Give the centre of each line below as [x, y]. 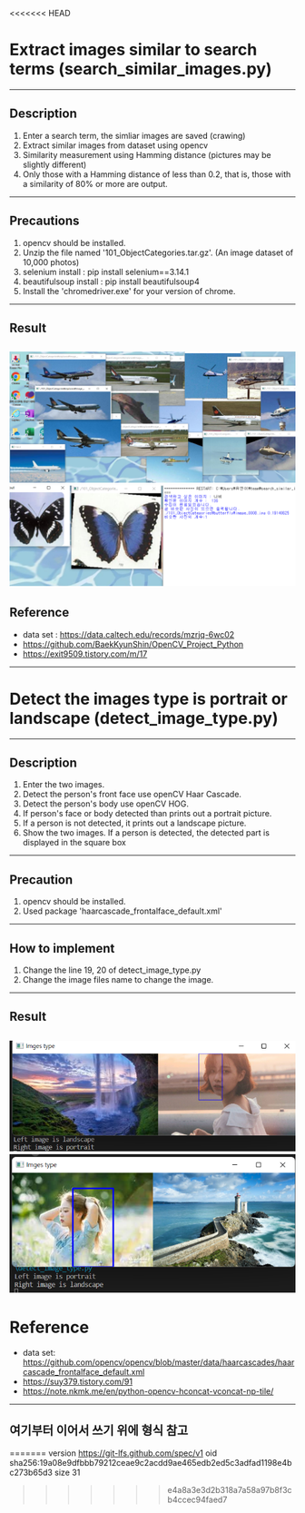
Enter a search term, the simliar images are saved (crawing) [134, 135]
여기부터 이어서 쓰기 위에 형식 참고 [99, 1431]
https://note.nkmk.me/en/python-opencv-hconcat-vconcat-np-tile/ [148, 1391]
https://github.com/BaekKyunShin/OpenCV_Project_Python [133, 644]
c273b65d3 [31, 1472]
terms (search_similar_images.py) [141, 69]
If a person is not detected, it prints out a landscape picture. [134, 823]
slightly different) [54, 164]
